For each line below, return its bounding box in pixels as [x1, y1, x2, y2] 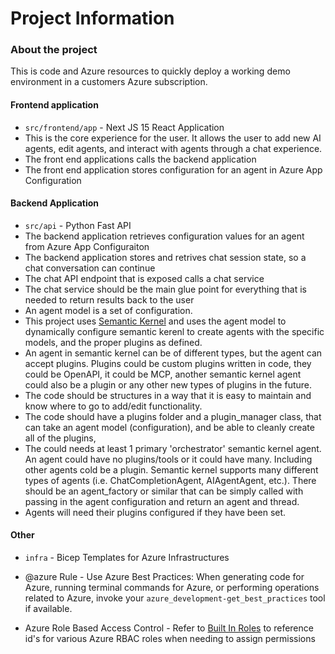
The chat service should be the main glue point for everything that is [24, 283, 308, 295]
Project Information [10, 7, 175, 30]
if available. [24, 603, 73, 615]
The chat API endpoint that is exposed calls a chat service [24, 272, 265, 284]
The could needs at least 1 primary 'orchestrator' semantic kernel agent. [24, 442, 322, 454]
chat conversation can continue [24, 262, 156, 274]
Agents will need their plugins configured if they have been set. [24, 506, 287, 518]
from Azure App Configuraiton [24, 240, 150, 252]
